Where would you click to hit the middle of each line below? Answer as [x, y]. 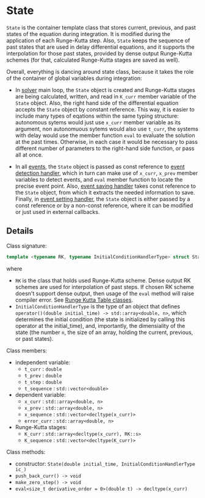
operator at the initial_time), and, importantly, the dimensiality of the [100, 325]
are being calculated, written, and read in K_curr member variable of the [106, 96]
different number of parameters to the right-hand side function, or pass [105, 148]
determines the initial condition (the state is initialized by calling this [100, 319]
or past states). [34, 338]
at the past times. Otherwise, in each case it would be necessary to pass [106, 141]
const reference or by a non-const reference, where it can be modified [104, 205]
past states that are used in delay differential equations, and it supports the [101, 47]
